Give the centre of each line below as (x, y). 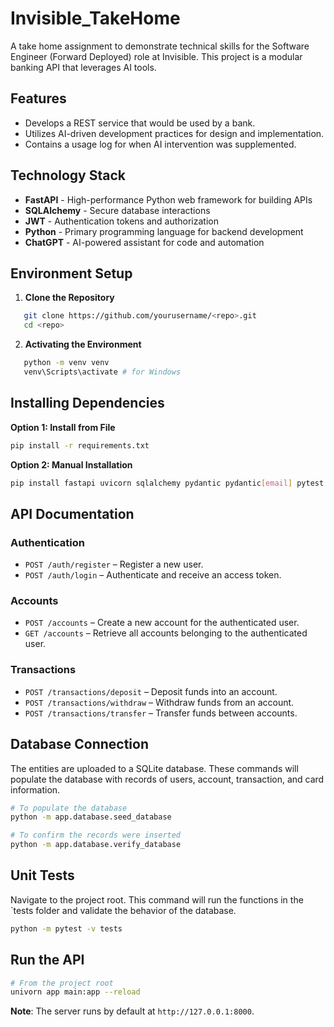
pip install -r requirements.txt (80, 445)
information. (35, 789)
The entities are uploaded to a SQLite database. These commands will (154, 768)
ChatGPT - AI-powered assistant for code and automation (144, 242)
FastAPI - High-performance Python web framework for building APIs (168, 199)
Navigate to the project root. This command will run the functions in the (157, 899)
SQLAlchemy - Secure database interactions (117, 210)
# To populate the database (69, 808)
